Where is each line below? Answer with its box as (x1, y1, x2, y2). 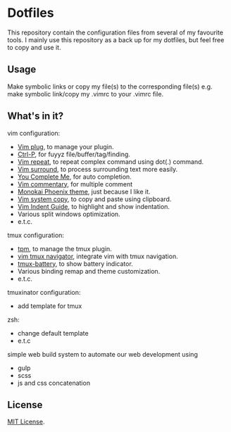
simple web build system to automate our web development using (7, 350, 199, 358)
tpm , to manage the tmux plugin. (17, 244, 113, 253)
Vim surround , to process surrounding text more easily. (17, 165, 178, 173)
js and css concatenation (17, 379, 90, 387)
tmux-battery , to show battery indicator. (17, 259, 134, 268)
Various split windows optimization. (17, 210, 121, 218)
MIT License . (7, 417, 45, 426)
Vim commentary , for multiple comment (17, 179, 133, 188)
